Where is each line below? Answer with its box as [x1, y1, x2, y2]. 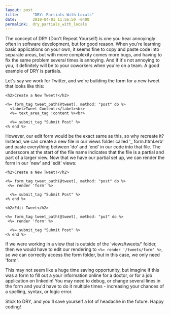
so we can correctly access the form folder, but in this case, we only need [5, 252, 160, 258]
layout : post [5, 7, 33, 13]
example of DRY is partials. [5, 68, 62, 74]
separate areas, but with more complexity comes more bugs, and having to [5, 52, 162, 58]
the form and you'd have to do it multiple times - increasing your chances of [5, 283, 164, 290]
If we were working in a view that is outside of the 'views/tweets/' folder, [5, 241, 157, 247]
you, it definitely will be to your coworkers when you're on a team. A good [5, 62, 160, 69]
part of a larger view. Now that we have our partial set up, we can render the [5, 154, 165, 161]
